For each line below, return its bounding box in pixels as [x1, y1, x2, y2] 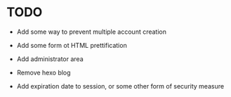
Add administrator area [16, 54, 84, 63]
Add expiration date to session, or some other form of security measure [16, 82, 225, 90]
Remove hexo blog [16, 68, 71, 77]
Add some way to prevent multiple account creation [16, 27, 166, 36]
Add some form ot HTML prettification [16, 41, 127, 49]
